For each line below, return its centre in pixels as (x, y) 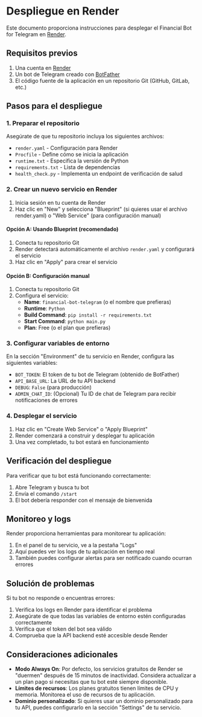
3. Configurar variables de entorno (58, 344)
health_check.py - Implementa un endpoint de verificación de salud (99, 174)
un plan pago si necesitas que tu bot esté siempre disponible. (91, 681)
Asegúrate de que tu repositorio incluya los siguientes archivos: (85, 137)
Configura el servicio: (42, 296)
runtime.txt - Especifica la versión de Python (72, 161)
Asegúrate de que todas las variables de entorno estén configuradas (100, 616)
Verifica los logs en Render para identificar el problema (84, 610)
